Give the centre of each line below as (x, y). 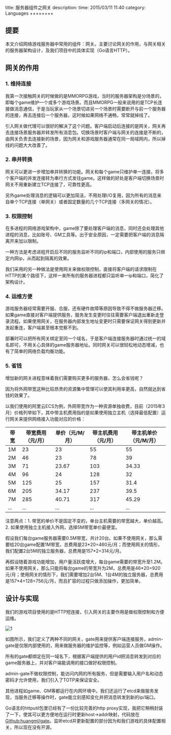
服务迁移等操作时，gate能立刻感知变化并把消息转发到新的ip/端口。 (89, 697)
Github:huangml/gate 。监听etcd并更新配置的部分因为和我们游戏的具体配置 (83, 721)
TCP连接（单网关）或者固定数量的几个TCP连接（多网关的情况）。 (87, 201)
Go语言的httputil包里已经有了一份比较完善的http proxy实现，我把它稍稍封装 (84, 708)
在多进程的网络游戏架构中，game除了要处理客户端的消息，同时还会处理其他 (85, 228)
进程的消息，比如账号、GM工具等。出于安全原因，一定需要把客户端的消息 (83, 235)
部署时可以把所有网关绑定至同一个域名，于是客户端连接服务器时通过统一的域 (85, 338)
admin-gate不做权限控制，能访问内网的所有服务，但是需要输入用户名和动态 (84, 673)
